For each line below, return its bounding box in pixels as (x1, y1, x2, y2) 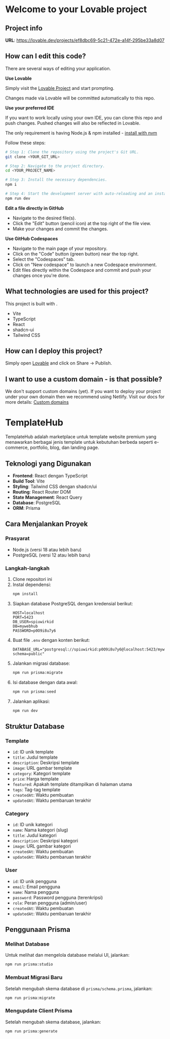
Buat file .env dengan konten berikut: (12, 637, 90, 643)
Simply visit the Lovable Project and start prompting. (5, 85, 115, 91)
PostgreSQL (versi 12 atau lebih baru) (12, 552, 91, 558)
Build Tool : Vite (12, 478, 45, 484)
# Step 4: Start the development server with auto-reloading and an (5, 191, 153, 197)
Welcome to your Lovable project (5, 4, 147, 15)
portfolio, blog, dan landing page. (30, 444, 100, 450)
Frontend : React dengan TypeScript (12, 473, 88, 478)
